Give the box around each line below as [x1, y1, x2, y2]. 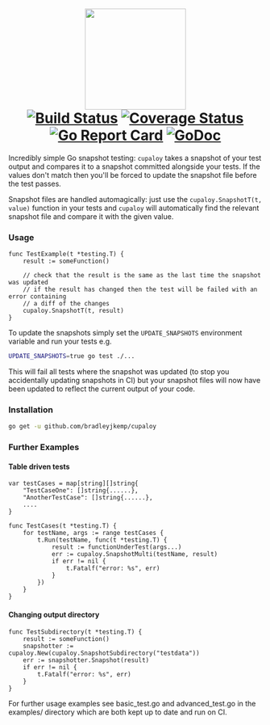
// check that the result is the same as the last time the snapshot [23, 272, 262, 280]
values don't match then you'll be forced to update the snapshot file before [8, 170, 257, 179]
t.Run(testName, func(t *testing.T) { [37, 536, 168, 545]
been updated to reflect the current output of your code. [8, 384, 196, 394]
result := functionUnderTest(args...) [51, 543, 182, 551]
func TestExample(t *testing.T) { [8, 251, 125, 259]
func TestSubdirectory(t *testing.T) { [8, 627, 143, 636]
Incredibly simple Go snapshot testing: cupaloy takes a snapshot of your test [8, 153, 262, 162]
